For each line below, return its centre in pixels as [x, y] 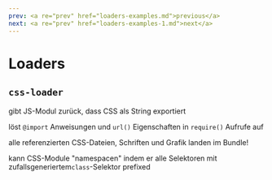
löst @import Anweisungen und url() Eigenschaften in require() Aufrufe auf [136, 126]
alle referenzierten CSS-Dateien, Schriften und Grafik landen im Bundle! [129, 142]
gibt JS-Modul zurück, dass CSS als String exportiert [97, 111]
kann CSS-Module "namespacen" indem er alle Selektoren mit [113, 158]
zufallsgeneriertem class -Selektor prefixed [79, 166]
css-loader [36, 92]
